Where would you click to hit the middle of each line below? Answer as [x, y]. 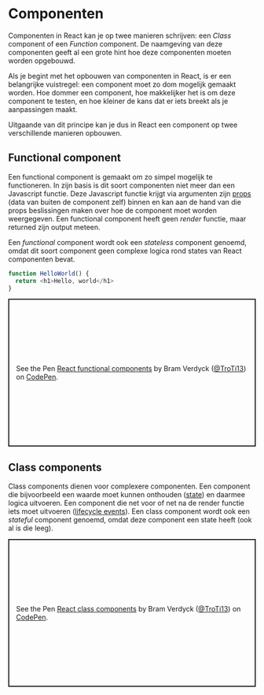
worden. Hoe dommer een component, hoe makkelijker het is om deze [122, 92]
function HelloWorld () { [49, 273]
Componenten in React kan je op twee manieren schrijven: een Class [120, 35]
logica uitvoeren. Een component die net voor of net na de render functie [126, 503]
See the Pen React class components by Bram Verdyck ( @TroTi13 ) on [128, 609]
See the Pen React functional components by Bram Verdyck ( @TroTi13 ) [131, 369]
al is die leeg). [31, 528]
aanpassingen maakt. [43, 109]
